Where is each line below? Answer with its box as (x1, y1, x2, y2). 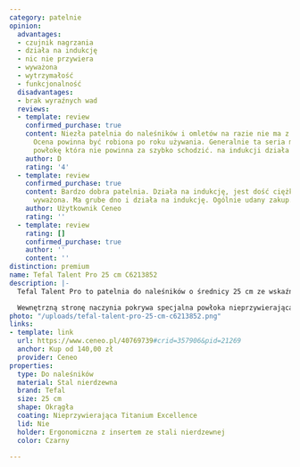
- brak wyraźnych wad (17, 96, 98, 105)
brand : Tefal (17, 386, 66, 396)
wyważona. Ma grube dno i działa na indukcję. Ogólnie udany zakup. (32, 196, 294, 205)
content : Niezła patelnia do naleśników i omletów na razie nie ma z (25, 129, 290, 138)
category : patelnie (9, 13, 82, 22)
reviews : (17, 104, 50, 113)
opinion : (9, 21, 42, 30)
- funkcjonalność (17, 79, 82, 88)
